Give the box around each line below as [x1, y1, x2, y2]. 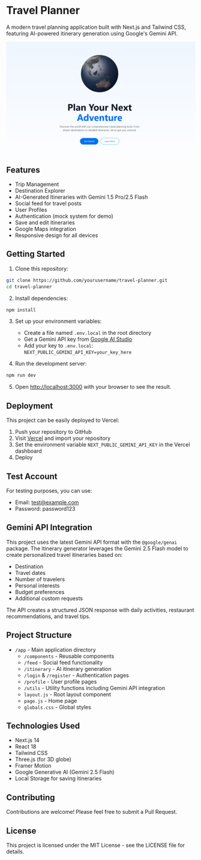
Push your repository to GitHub [14, 428, 92, 436]
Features [6, 164, 40, 175]
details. [6, 848, 25, 855]
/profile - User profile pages [23, 678, 97, 685]
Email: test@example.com [14, 499, 79, 506]
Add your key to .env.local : [23, 342, 94, 349]
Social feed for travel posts [14, 200, 82, 207]
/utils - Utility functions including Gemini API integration [23, 684, 166, 691]
